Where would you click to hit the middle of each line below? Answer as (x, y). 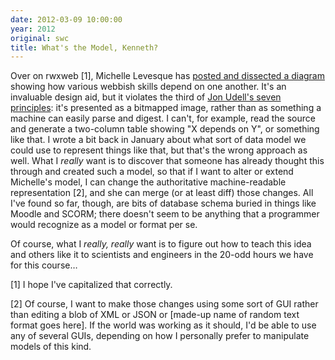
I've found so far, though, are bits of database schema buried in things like (163, 203)
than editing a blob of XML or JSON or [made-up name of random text (155, 315)
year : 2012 (33, 29)
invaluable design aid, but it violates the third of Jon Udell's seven (146, 97)
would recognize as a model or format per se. (104, 225)
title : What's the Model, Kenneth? (84, 47)
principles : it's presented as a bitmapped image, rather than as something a (166, 108)
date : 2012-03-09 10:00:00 (66, 19)
